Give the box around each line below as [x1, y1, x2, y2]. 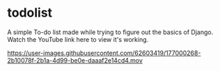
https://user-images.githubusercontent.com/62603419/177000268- [7, 49, 201, 57]
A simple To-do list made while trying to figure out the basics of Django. [7, 28, 214, 36]
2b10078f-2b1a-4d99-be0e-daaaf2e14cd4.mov [7, 56, 143, 64]
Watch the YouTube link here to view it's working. [7, 35, 149, 43]
